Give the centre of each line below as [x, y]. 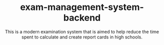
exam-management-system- [82, 7]
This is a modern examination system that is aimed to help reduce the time [82, 31]
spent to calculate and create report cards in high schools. [82, 37]
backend [82, 18]
